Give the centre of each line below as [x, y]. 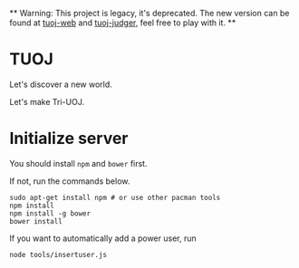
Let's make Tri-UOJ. [47, 101]
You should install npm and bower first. [78, 163]
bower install [36, 221]
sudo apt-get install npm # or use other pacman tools [115, 197]
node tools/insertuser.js [58, 254]
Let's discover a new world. [61, 84]
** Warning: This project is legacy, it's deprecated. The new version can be [149, 13]
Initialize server [69, 139]
